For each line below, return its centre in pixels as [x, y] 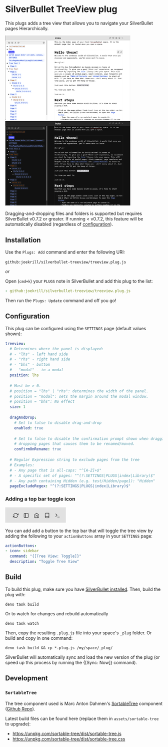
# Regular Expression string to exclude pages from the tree [75, 460]
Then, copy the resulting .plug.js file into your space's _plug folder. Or [78, 633]
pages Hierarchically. [27, 28]
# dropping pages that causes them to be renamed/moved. [75, 444]
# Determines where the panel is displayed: [57, 349]
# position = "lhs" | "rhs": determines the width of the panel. [79, 391]
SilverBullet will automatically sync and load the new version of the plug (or [82, 657]
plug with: [15, 594]
